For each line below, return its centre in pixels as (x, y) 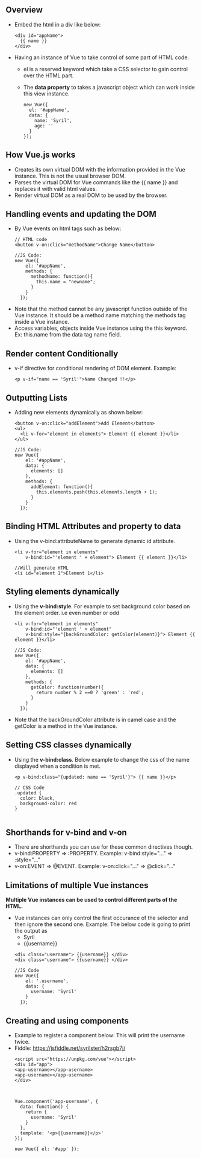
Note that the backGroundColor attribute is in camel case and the (95, 719)
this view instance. (46, 94)
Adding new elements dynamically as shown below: (78, 413)
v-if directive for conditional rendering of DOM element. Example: (95, 368)
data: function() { (44, 1107)
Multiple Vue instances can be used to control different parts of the (91, 900)
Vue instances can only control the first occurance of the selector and (101, 918)
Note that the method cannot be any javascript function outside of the (101, 309)
